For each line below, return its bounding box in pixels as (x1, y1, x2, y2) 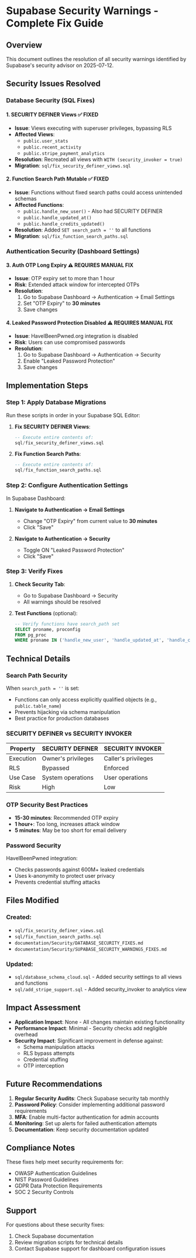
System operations (42, 774, 94, 782)
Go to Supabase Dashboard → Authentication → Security (23, 351, 161, 358)
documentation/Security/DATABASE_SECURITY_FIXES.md (14, 940, 143, 946)
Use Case (9, 774, 36, 782)
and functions (14, 979, 49, 987)
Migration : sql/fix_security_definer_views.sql (14, 162, 131, 169)
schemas (14, 195, 37, 202)
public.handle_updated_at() (23, 214, 92, 221)
